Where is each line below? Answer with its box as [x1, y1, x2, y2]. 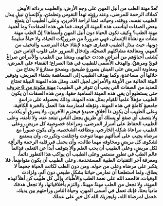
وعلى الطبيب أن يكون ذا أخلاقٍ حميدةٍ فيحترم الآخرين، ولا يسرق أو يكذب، [8, 108, 158, 115]
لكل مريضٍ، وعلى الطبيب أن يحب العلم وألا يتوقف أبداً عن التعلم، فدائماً [11, 144, 158, 151]
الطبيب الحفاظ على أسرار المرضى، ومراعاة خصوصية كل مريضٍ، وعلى [11, 120, 158, 127]
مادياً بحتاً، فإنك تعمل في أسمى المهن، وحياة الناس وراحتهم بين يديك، [16, 187, 158, 194]
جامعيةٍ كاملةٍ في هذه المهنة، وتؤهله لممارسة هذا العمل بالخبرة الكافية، [13, 102, 158, 109]
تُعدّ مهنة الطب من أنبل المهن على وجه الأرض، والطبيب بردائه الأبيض [17, 5, 158, 12]
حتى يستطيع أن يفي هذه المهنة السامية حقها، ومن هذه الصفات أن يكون [11, 90, 158, 97]
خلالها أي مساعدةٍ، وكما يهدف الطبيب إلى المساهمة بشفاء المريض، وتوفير [5, 71, 158, 78]
